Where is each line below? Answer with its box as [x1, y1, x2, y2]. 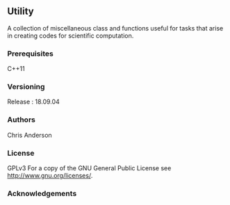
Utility [7, 6, 34, 17]
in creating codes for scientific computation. [7, 31, 134, 40]
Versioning [7, 82, 45, 92]
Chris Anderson [7, 131, 52, 139]
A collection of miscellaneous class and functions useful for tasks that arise [7, 24, 224, 32]
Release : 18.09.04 [7, 97, 60, 106]
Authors [7, 115, 36, 124]
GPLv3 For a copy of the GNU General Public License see [7, 164, 172, 172]
